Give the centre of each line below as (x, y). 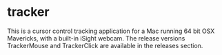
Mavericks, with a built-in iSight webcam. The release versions (96, 38)
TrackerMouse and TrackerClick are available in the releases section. (105, 45)
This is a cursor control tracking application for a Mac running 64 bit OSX (111, 31)
